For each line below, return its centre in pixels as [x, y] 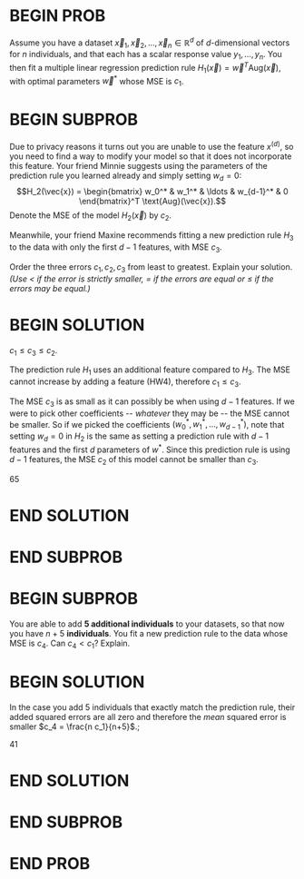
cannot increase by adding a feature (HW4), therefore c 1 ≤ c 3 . [125, 382]
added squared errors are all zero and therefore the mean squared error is [148, 716]
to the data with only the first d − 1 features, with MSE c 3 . [116, 248]
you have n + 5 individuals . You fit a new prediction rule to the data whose [149, 633]
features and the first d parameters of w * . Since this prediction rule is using [150, 449]
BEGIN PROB [58, 16]
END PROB [50, 864]
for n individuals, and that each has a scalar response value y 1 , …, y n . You [146, 55]
